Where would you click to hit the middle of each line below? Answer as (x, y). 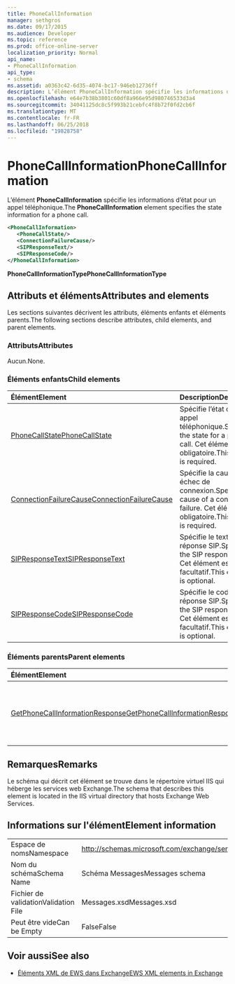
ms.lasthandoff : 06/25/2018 (48, 124)
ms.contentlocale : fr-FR (43, 118)
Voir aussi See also (48, 956)
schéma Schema (37, 873)
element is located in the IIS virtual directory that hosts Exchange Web (108, 796)
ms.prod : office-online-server (53, 46)
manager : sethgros (34, 20)
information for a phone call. (48, 215)
